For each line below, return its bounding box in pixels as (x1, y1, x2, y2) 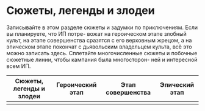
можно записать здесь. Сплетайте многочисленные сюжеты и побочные (6, 49, 198, 56)
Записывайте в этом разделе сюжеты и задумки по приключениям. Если (6, 24, 198, 31)
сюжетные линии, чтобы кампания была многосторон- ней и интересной (6, 56, 198, 63)
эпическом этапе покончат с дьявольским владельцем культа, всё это (6, 43, 192, 50)
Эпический (159, 80, 194, 89)
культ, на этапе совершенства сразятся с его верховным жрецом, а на (6, 36, 192, 44)
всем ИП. (6, 62, 31, 70)
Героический (56, 80, 97, 89)
